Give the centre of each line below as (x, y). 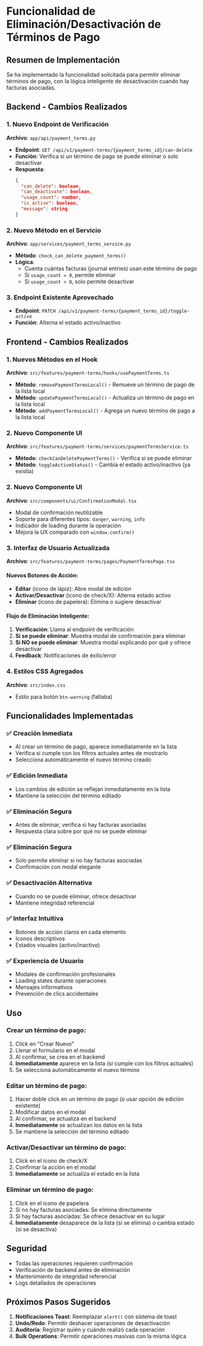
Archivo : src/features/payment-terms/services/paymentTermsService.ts (98, 446)
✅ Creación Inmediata (39, 733)
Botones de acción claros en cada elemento (71, 932)
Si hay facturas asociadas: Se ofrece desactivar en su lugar (90, 1216)
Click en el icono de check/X (51, 1161)
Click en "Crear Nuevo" (45, 1044)
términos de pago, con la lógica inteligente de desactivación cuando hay (98, 81)
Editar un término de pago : (47, 1086)
